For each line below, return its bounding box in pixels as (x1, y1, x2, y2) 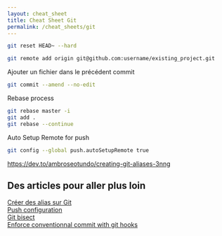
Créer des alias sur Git (7, 198, 72, 207)
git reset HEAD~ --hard (7, 43, 77, 50)
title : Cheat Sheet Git (7, 17, 77, 24)
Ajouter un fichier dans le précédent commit (7, 68, 135, 76)
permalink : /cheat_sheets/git (7, 23, 96, 30)
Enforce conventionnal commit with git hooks (7, 221, 138, 229)
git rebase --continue (7, 120, 74, 127)
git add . (7, 113, 37, 121)
